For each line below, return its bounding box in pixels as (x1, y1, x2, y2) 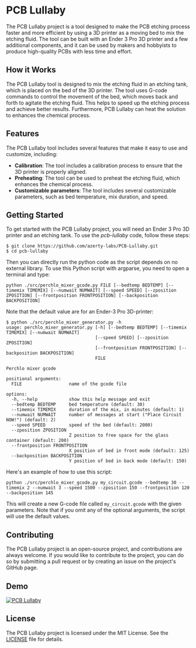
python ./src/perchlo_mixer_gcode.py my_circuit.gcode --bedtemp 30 (6, 480, 177, 486)
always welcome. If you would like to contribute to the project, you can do (6, 552, 184, 559)
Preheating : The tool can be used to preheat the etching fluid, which (14, 174, 180, 181)
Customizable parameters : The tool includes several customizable (14, 187, 177, 194)
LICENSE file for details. (6, 635, 64, 643)
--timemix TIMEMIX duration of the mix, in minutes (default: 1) (11, 407, 184, 413)
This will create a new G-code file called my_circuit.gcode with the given (6, 500, 182, 508)
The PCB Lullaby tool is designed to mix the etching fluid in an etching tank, (6, 80, 188, 87)
